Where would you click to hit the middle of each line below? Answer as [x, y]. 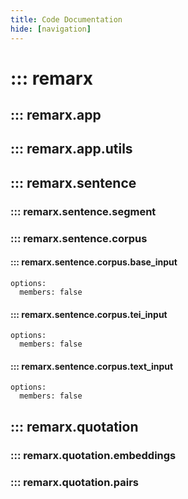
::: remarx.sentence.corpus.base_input [94, 262]
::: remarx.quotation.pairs [75, 482]
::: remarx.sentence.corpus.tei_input [89, 314]
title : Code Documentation [66, 19]
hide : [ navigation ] [51, 29]
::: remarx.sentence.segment [83, 211]
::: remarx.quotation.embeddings [93, 455]
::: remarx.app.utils [71, 149]
